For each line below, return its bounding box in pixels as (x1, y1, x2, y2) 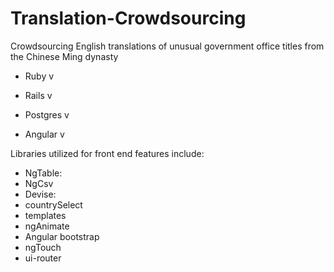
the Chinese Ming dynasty (10, 50, 119, 62)
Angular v (24, 128, 65, 140)
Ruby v (24, 70, 55, 82)
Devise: (24, 188, 57, 200)
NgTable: (24, 167, 63, 179)
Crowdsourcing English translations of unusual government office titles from (10, 40, 325, 52)
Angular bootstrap (24, 230, 100, 242)
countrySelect (24, 198, 83, 211)
